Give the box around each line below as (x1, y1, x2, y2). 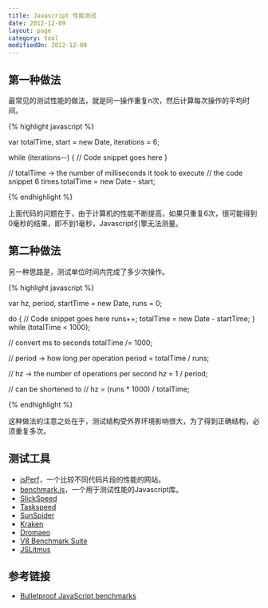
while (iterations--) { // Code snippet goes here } (8, 153, 167, 162)
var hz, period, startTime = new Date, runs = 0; (8, 298, 163, 308)
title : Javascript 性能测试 (8, 11, 97, 20)
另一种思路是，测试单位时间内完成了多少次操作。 (8, 267, 169, 276)
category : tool (8, 34, 59, 42)
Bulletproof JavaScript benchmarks (19, 591, 137, 601)
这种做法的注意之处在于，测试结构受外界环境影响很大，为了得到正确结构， (8, 416, 253, 426)
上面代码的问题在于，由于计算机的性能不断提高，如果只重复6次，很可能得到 (8, 209, 258, 218)
